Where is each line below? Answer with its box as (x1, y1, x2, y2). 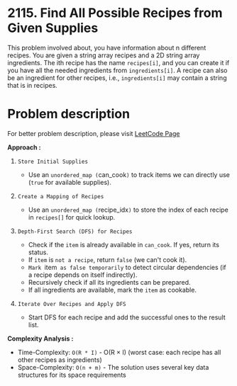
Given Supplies (7, 20, 99, 36)
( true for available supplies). (28, 178, 111, 186)
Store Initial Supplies (17, 158, 89, 165)
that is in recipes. (7, 81, 58, 89)
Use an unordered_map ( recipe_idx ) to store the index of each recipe (28, 205, 228, 214)
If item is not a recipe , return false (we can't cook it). (28, 255, 187, 263)
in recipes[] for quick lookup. (28, 212, 116, 221)
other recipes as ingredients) (17, 356, 103, 364)
